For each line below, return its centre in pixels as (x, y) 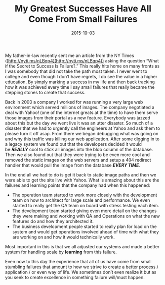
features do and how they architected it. (53, 221)
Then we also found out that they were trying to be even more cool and (77, 155)
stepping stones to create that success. (45, 92)
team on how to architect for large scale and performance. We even (81, 200)
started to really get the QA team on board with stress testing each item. (85, 205)
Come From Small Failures (83, 19)
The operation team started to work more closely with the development (84, 195)
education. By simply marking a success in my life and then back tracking (80, 82)
